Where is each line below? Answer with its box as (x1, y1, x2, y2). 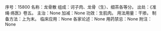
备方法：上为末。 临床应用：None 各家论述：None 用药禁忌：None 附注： (5, 16, 152, 21)
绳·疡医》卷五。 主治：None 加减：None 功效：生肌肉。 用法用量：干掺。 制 (5, 10, 157, 16)
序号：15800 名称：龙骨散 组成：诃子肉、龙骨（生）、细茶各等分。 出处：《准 (5, 4, 157, 10)
